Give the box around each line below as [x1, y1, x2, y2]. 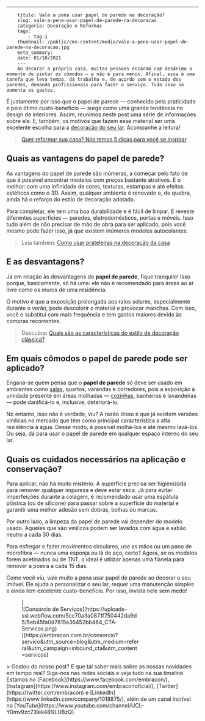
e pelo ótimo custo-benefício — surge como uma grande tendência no [6, 105, 183, 111]
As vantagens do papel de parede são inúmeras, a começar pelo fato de [6, 170, 188, 177]
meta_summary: [17, 50, 53, 56]
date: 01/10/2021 [17, 55, 62, 61]
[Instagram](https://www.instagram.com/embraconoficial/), [6, 682, 156, 690]
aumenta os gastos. [6, 87, 56, 93]
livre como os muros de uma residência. [6, 286, 107, 293]
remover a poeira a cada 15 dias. [6, 562, 88, 570]
